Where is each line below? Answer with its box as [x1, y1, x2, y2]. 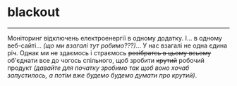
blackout [7, 4, 60, 20]
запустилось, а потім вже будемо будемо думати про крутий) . [7, 71, 197, 79]
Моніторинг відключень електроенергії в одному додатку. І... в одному [7, 34, 222, 42]
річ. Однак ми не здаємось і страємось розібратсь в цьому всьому [7, 48, 212, 57]
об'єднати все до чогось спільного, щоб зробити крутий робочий [7, 56, 205, 64]
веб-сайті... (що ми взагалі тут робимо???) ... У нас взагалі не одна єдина [7, 41, 228, 50]
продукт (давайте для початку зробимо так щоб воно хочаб [7, 64, 190, 72]
